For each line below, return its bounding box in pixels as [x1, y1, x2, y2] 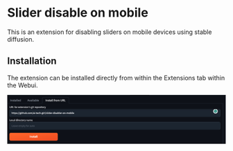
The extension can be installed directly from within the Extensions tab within [7, 73, 225, 82]
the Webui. [7, 81, 38, 89]
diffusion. [7, 35, 35, 43]
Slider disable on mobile [7, 5, 149, 21]
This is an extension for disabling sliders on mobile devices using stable [7, 28, 212, 36]
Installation [7, 55, 57, 67]
